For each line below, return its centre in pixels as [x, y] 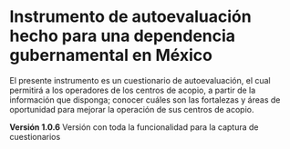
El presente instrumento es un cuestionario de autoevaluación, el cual [140, 80]
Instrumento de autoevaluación [131, 17]
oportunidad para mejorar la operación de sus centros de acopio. [132, 109]
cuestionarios [35, 136]
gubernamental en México [111, 55]
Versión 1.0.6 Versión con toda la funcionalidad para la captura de [134, 127]
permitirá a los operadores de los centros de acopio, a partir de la [133, 90]
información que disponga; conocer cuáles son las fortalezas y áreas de [145, 99]
